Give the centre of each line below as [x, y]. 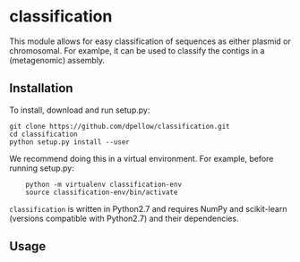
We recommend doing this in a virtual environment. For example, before [141, 158]
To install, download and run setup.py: [80, 110]
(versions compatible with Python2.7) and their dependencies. [124, 218]
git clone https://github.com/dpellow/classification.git [120, 126]
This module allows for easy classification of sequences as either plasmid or [150, 41]
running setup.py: [42, 168]
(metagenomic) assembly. [57, 60]
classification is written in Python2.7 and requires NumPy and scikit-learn [148, 208]
